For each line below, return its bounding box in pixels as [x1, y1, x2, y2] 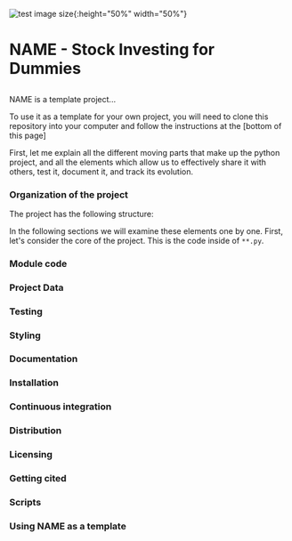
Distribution [9, 424, 62, 437]
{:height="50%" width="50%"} [73, 9, 188, 19]
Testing [9, 305, 43, 318]
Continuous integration [9, 400, 112, 413]
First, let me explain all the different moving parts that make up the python [9, 147, 280, 157]
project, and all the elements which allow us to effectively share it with [9, 157, 267, 167]
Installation [9, 376, 60, 389]
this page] [9, 130, 46, 141]
